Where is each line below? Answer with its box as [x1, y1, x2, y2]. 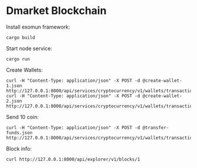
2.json [6, 98, 22, 104]
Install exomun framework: [6, 23, 70, 30]
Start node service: [6, 45, 53, 52]
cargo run [6, 56, 30, 62]
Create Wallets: [6, 66, 43, 73]
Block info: [6, 145, 32, 152]
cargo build [6, 34, 35, 40]
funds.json [6, 129, 33, 135]
